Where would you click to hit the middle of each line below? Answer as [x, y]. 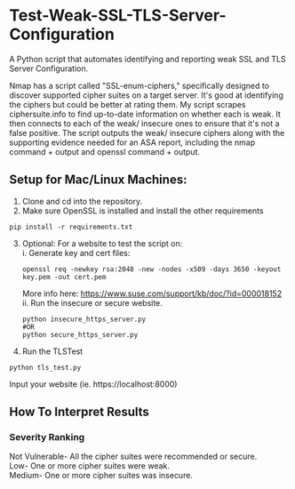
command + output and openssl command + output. [105, 151]
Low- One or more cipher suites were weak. [90, 466]
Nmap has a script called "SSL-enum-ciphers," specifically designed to [139, 85]
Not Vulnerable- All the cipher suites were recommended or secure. [133, 457]
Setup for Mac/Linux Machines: [98, 180]
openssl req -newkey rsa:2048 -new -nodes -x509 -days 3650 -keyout [151, 269]
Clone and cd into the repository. [82, 201]
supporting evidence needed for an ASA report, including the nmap [132, 142]
